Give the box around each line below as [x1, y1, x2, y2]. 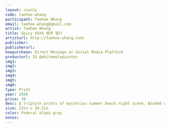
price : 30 [5, 96, 26, 101]
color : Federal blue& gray [5, 110, 62, 116]
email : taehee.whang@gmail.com [5, 21, 71, 27]
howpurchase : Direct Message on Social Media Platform [5, 49, 123, 54]
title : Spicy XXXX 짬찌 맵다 [5, 31, 62, 36]
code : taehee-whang [5, 12, 47, 17]
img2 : [5, 63, 17, 69]
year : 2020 [5, 92, 28, 97]
